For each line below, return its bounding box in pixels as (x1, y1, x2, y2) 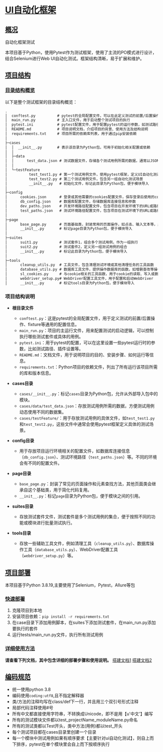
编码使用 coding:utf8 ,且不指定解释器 (12, 693, 84, 698)
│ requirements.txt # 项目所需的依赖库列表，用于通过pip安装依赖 (5, 131, 137, 136)
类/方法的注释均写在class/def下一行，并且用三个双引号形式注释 (12, 699, 139, 705)
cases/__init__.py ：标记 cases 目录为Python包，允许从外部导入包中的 (19, 391, 158, 397)
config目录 (12, 438, 34, 443)
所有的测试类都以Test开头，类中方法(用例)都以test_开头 (12, 723, 123, 729)
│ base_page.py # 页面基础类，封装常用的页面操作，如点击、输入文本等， (5, 222, 158, 227)
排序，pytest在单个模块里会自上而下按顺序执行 (16, 741, 110, 747)
